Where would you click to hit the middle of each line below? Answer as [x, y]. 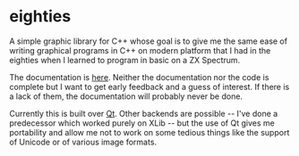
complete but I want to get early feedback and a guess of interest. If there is [149, 86]
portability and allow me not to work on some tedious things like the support [149, 132]
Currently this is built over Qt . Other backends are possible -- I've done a [144, 113]
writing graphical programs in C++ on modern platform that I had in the [140, 50]
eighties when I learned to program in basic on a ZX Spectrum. [125, 60]
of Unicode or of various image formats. [83, 142]
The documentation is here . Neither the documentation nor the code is [139, 77]
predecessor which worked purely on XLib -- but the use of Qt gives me [142, 123]
